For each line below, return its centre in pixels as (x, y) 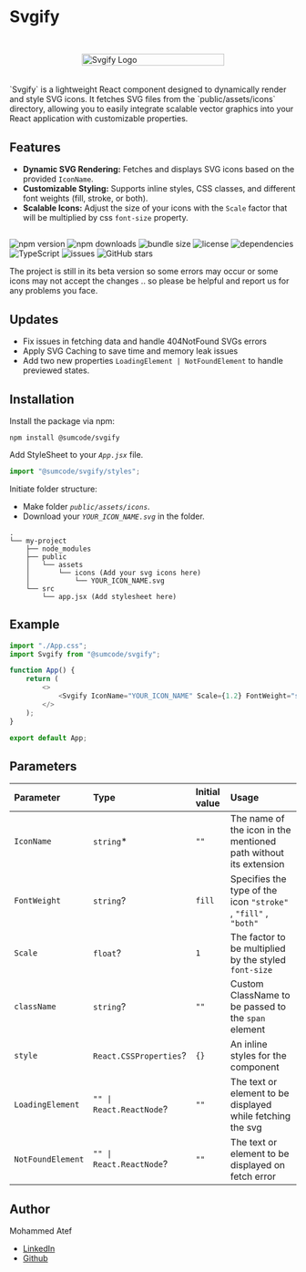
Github (35, 1258)
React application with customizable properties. (99, 119)
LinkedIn (39, 1249)
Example (35, 625)
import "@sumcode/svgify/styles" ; (75, 471)
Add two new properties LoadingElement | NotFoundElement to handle (153, 361)
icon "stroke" (260, 902)
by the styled (259, 960)
